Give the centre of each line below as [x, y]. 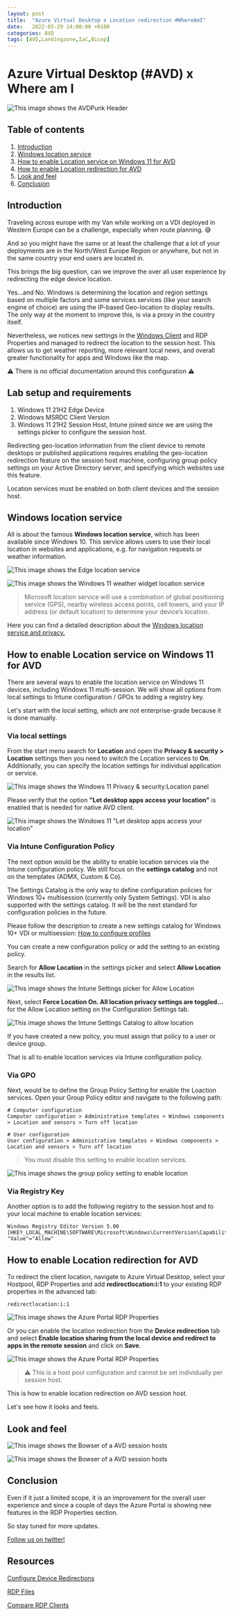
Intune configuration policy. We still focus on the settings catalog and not [113, 869]
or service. [23, 773]
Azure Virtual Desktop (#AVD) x [101, 74]
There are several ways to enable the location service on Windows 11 [106, 682]
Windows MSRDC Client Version [63, 417]
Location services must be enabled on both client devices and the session [113, 489]
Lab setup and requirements [69, 393]
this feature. [24, 475]
